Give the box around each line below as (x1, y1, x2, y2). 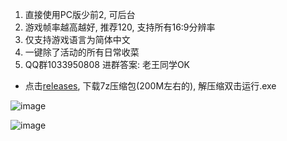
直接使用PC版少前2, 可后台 (24, 9, 136, 20)
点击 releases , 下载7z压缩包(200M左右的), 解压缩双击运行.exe (24, 80, 277, 92)
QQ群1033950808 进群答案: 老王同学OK (24, 59, 191, 70)
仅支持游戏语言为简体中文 (24, 34, 131, 45)
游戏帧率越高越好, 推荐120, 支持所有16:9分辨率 (24, 21, 216, 33)
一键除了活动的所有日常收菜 (24, 46, 140, 58)
